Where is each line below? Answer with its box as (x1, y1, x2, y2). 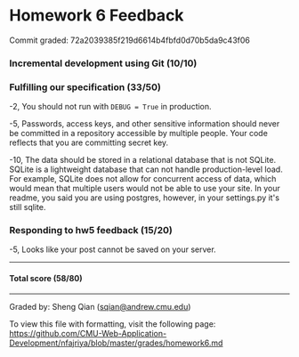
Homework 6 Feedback (9, 5, 184, 26)
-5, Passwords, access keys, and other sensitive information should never (9, 118, 280, 129)
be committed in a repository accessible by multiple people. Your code (9, 128, 269, 139)
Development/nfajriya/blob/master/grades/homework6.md (9, 337, 223, 348)
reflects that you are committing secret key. (9, 137, 169, 148)
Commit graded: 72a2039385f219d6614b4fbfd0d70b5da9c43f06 (9, 35, 251, 45)
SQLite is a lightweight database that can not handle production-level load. (9, 164, 283, 174)
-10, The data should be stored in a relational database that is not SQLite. (9, 155, 277, 166)
